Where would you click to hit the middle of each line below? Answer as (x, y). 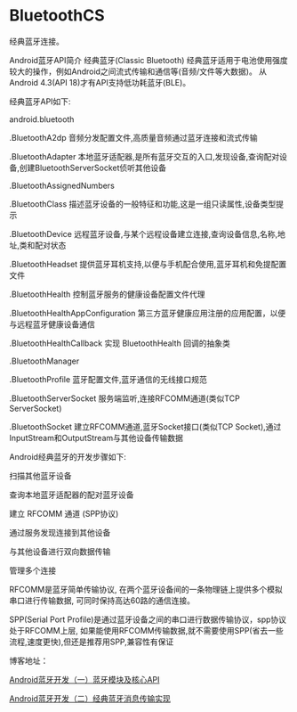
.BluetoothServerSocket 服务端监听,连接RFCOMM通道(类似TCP (124, 398)
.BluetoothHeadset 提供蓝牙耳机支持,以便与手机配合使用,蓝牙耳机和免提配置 (148, 264)
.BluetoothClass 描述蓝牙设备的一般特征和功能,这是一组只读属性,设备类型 (143, 204)
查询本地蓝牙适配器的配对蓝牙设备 (72, 495)
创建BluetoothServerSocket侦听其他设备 (93, 168)
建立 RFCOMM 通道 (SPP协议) (64, 513)
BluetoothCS (57, 16)
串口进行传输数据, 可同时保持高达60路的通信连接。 (102, 600)
